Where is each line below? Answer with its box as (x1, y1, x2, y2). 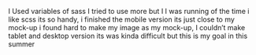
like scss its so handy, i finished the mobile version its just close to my (8, 15, 235, 24)
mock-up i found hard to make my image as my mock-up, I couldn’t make (8, 23, 246, 32)
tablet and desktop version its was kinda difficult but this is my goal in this (8, 31, 248, 40)
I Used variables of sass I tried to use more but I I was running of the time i (8, 7, 250, 15)
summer (8, 40, 35, 49)
